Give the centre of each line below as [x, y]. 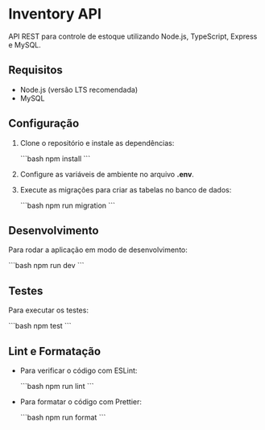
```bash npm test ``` [40, 326]
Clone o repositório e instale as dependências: [97, 143]
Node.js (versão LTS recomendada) [79, 89]
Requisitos [35, 70]
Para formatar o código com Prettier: [81, 402]
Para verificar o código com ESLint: [79, 370]
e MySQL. [25, 44]
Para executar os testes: [48, 310]
